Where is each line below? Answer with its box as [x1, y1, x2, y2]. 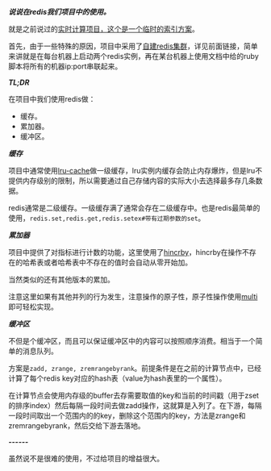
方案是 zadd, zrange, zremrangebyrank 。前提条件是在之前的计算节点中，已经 [8, 364, 262, 373]
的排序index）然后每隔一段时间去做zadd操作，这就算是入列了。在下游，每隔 [8, 401, 262, 410]
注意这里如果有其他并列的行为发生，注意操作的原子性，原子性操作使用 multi [8, 292, 258, 301]
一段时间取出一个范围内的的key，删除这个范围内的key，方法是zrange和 [8, 411, 246, 420]
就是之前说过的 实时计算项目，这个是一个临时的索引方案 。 [8, 24, 199, 34]
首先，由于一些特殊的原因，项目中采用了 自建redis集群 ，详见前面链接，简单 [8, 41, 258, 51]
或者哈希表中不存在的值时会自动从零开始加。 [43, 257, 192, 267]
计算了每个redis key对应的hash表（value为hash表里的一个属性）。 [8, 373, 227, 383]
